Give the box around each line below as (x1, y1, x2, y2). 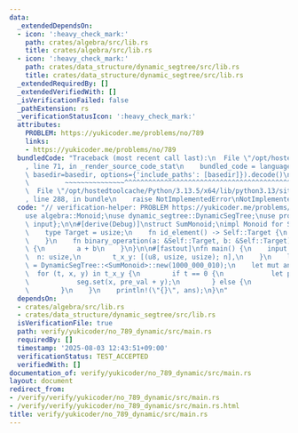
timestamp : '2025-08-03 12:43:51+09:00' (17, 343, 169, 352)
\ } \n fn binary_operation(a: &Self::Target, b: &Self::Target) (25, 237, 292, 245)
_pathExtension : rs (17, 104, 90, 113)
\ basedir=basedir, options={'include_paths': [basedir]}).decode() (25, 170, 284, 179)
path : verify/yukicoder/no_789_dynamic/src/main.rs (17, 327, 213, 336)
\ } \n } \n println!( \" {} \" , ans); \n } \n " (25, 285, 228, 294)
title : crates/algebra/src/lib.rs (25, 46, 153, 55)
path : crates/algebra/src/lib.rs (25, 37, 149, 47)
